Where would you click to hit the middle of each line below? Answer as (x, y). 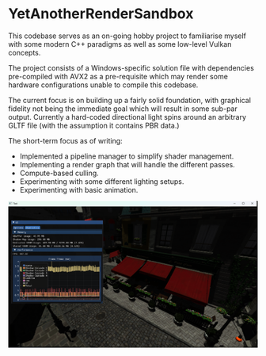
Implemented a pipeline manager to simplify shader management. (127, 156)
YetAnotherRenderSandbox (101, 14)
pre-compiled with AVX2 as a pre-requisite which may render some (118, 76)
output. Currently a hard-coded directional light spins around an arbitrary (127, 117)
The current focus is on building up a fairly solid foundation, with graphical (130, 100)
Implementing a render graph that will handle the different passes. (127, 164)
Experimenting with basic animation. (79, 189)
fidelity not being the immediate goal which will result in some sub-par (123, 109)
